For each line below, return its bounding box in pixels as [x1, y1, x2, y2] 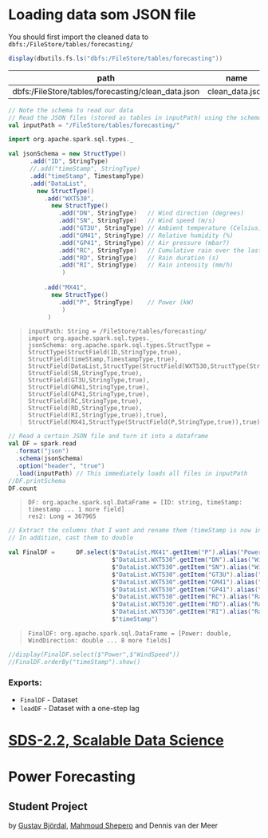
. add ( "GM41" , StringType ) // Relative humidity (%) [58, 231, 234, 239]
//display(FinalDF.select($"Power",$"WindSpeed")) [8, 650, 180, 658]
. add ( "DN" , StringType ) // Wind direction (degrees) [58, 209, 245, 217]
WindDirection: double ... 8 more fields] [27, 636, 171, 644]
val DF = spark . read [8, 440, 77, 448]
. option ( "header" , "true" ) [15, 461, 105, 470]
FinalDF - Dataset [19, 694, 78, 704]
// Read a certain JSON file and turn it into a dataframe [8, 433, 209, 441]
